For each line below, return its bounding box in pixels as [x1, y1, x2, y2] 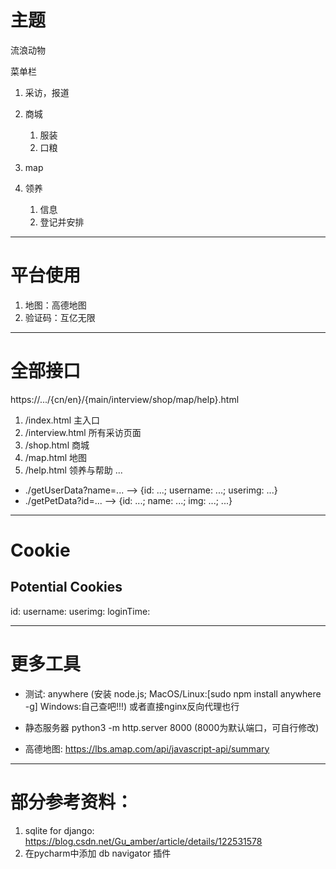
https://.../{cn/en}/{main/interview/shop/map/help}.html [10, 393, 240, 405]
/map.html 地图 [24, 451, 88, 463]
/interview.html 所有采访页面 [24, 426, 142, 438]
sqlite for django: [24, 824, 95, 836]
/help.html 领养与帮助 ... [24, 464, 123, 476]
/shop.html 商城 [24, 439, 90, 451]
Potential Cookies [10, 579, 123, 596]
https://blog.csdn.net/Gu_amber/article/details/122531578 [24, 835, 263, 847]
